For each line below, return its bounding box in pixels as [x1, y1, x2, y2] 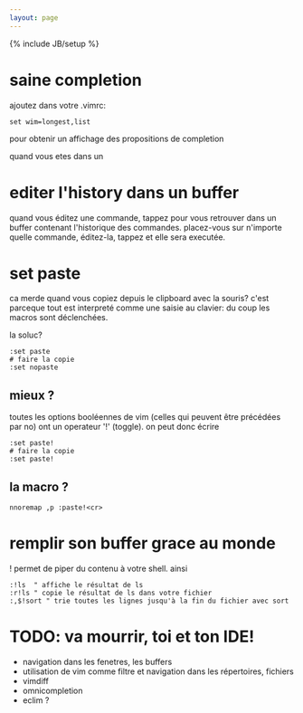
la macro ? [9, 479, 70, 494]
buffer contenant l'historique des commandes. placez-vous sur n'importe [9, 222, 282, 233]
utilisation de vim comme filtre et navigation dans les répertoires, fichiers [22, 666, 294, 677]
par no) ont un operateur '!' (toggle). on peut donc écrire [9, 422, 220, 433]
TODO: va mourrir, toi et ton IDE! [9, 626, 255, 647]
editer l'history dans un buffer [9, 182, 240, 203]
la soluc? [9, 329, 43, 340]
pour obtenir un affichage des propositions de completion [9, 133, 224, 144]
